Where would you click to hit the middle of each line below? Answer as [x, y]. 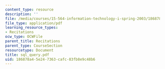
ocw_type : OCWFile [24, 37]
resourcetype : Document [29, 50]
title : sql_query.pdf [27, 55]
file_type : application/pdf [34, 23]
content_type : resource [29, 9]
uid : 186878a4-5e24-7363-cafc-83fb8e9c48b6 [50, 59]
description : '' [22, 14]
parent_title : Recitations [33, 41]
